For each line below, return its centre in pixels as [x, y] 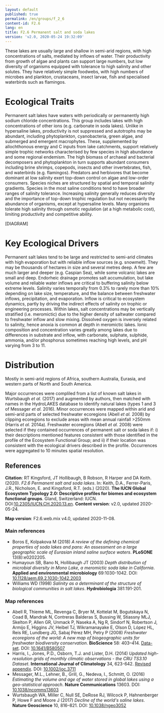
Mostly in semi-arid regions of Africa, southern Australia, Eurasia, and [75, 379]
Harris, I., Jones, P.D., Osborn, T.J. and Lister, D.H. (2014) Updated [79, 653]
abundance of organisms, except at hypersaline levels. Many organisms [77, 204]
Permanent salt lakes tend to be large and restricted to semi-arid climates [79, 257]
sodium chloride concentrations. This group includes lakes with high [74, 120]
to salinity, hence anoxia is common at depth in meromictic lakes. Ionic [76, 324]
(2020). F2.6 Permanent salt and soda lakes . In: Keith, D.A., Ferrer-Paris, [78, 483]
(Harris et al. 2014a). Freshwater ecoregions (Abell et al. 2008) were [74, 424]
